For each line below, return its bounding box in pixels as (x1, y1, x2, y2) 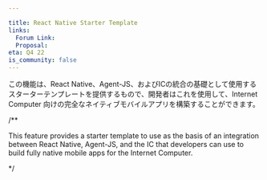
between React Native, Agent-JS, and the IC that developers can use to (8, 140, 245, 149)
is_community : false (8, 56, 78, 64)
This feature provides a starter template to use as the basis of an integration (8, 131, 259, 141)
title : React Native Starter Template (8, 18, 138, 27)
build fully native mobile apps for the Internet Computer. (8, 148, 193, 157)
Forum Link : (15, 34, 56, 42)
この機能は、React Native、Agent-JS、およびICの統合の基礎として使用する (8, 80, 257, 88)
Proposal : (15, 41, 48, 49)
